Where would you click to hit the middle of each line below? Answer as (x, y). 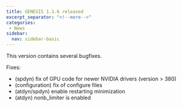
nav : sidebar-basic (36, 39)
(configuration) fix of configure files (59, 85)
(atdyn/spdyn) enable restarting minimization (70, 91)
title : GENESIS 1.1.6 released (45, 12)
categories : (21, 22)
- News (17, 28)
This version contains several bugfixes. (54, 56)
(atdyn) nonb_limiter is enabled (53, 98)
